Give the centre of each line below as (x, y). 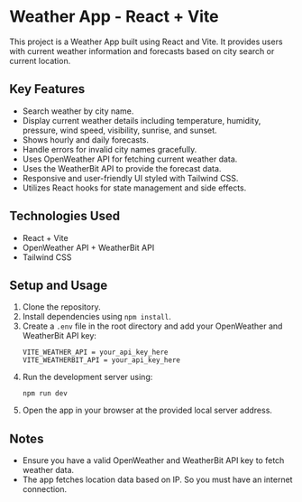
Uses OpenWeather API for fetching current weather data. (130, 159)
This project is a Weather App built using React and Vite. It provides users (146, 42)
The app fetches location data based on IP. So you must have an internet (157, 479)
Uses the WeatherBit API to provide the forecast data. (122, 168)
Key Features (47, 89)
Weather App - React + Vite (114, 17)
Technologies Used (64, 216)
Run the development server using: (87, 377)
